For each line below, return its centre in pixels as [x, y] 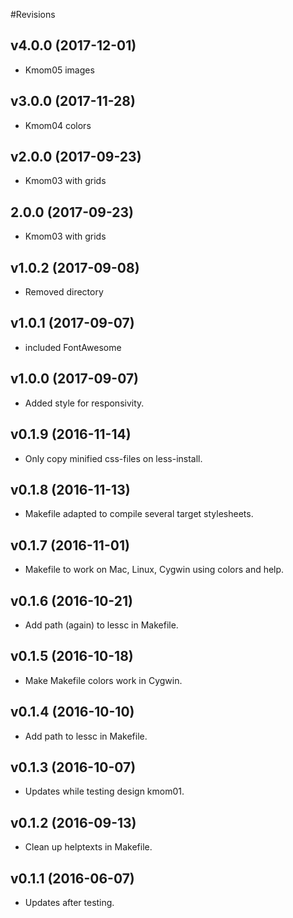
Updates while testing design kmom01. [104, 791]
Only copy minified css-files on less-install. [113, 458]
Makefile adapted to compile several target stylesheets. [139, 514]
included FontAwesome [73, 347]
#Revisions [33, 14]
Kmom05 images [59, 70]
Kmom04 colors [58, 125]
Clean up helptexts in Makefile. [88, 847]
